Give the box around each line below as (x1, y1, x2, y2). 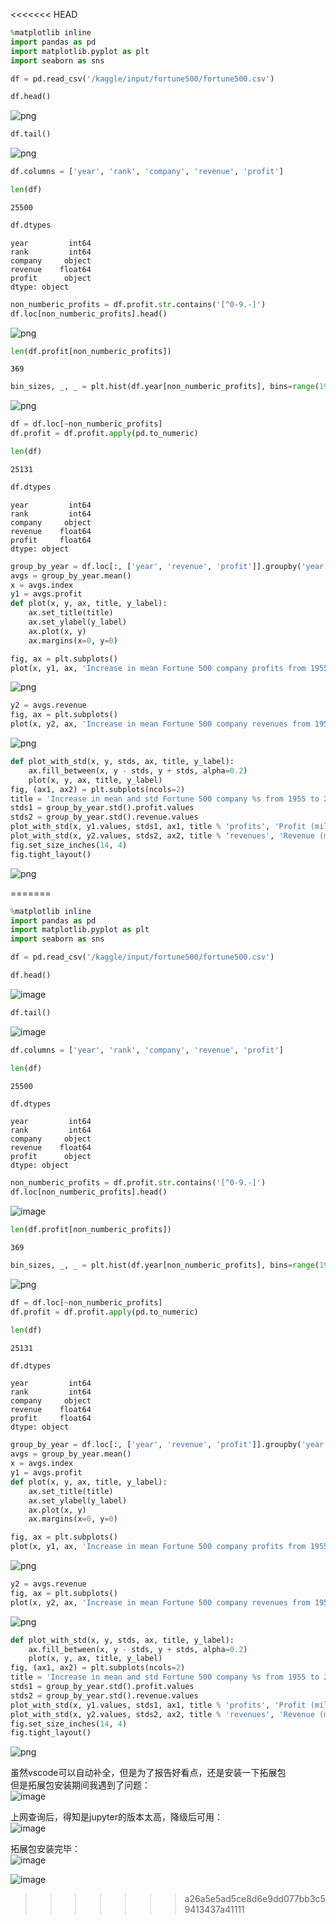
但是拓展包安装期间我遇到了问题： (10, 1779, 151, 1791)
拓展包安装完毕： (10, 1843, 81, 1855)
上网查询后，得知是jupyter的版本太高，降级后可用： (10, 1811, 223, 1823)
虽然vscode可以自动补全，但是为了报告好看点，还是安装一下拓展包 (10, 1767, 287, 1779)
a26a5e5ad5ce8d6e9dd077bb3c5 (184, 1893, 326, 1905)
